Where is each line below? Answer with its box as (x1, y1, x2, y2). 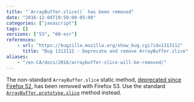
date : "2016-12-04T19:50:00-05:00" (6, 14, 96, 21)
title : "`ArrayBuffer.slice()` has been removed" (6, 8, 135, 15)
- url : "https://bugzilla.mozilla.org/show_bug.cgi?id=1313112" (17, 43, 183, 49)
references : (6, 37, 36, 43)
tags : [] (6, 25, 28, 32)
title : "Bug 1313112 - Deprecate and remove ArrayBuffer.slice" (22, 48, 189, 54)
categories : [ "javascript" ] (6, 20, 78, 26)
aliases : (6, 54, 28, 60)
